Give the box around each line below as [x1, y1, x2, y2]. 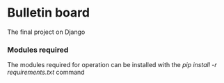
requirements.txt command [7, 68, 85, 77]
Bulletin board [7, 5, 90, 21]
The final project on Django [7, 28, 86, 36]
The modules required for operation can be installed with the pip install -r [7, 61, 217, 69]
